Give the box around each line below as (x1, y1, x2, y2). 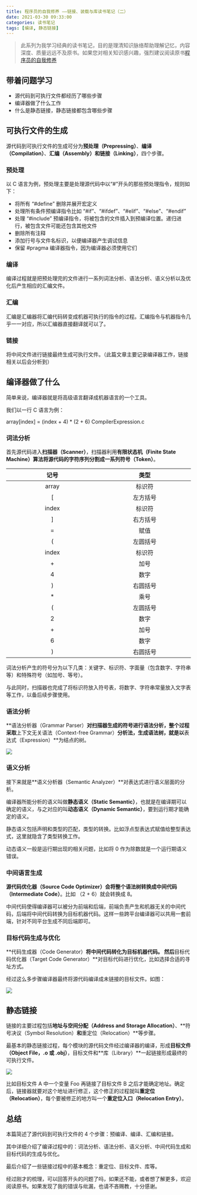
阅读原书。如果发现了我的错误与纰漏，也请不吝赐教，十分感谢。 (6, 1183, 160, 1190)
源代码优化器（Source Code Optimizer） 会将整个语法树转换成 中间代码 (6, 883, 178, 890)
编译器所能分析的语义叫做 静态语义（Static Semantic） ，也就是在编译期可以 (6, 798, 187, 805)
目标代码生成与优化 (6, 933, 60, 942)
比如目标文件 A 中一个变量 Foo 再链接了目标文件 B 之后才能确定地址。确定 (6, 1080, 185, 1087)
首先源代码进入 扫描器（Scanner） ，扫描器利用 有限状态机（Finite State (6, 448, 176, 456)
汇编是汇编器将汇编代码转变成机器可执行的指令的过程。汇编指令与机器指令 (6, 313, 186, 320)
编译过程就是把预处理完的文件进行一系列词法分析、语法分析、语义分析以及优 (6, 275, 191, 282)
